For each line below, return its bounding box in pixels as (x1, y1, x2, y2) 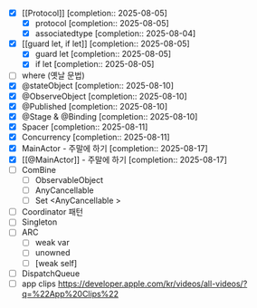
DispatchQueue (21, 267, 81, 279)
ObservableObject (34, 175, 104, 185)
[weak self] (34, 257, 78, 268)
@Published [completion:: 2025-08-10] (21, 101, 168, 111)
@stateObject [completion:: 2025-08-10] (21, 81, 174, 91)
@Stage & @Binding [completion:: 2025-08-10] (21, 111, 198, 121)
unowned (34, 247, 71, 258)
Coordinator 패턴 (21, 207, 83, 217)
